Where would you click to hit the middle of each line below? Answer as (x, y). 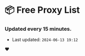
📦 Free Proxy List (42, 10)
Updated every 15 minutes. (38, 29)
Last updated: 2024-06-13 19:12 (45, 40)
